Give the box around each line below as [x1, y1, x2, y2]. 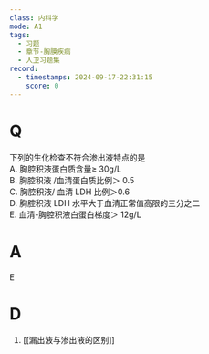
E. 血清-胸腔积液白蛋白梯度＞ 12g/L [9, 209, 141, 220]
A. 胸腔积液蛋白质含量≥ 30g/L [9, 163, 121, 174]
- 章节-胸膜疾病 [17, 47, 71, 57]
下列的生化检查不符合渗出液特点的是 [9, 151, 146, 162]
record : [9, 65, 39, 74]
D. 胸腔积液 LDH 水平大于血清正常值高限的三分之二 [9, 197, 201, 208]
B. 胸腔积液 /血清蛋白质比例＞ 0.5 [9, 174, 135, 185]
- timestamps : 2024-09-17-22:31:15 [17, 73, 153, 82]
